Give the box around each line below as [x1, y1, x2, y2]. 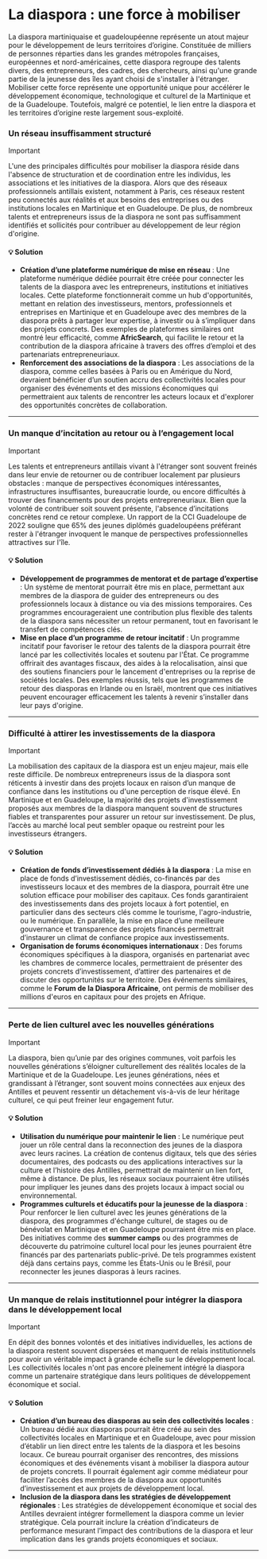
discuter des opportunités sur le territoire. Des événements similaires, [19, 975, 248, 985]
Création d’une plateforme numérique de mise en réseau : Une [19, 265, 230, 275]
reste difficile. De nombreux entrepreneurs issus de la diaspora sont [8, 770, 230, 779]
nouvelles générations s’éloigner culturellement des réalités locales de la [8, 1061, 246, 1071]
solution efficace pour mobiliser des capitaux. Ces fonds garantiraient [19, 891, 249, 900]
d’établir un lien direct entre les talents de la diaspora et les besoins [19, 1441, 241, 1451]
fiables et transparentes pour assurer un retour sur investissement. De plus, [8, 812, 256, 822]
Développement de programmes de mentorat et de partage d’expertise [19, 573, 258, 583]
